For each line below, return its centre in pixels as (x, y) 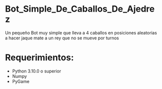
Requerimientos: (40, 58)
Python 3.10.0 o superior (37, 71)
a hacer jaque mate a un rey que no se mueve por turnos (62, 38)
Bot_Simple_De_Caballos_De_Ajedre (80, 9)
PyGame (21, 81)
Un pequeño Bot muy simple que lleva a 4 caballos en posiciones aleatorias (81, 33)
